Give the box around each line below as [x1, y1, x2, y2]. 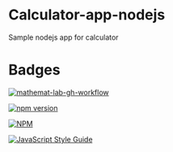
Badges [8, 61, 61, 79]
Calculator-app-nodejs [8, 6, 166, 24]
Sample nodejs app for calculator [8, 32, 119, 42]
